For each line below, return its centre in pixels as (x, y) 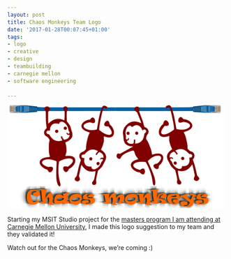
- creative (23, 52)
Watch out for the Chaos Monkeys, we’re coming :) (80, 248)
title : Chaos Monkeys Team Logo (54, 22)
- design (20, 59)
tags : (15, 37)
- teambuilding (29, 66)
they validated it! (31, 235)
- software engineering (42, 81)
